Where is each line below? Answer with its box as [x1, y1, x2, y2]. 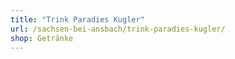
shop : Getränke [10, 33, 74, 43]
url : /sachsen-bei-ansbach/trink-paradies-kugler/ [10, 24, 226, 34]
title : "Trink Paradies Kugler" [10, 14, 145, 25]
